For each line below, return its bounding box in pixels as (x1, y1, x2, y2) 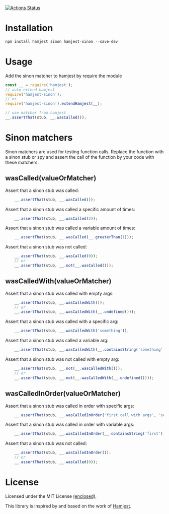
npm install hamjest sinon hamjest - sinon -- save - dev (5, 39, 118, 44)
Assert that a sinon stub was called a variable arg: (5, 338, 109, 344)
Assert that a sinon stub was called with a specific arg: (5, 318, 119, 325)
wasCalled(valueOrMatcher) (5, 174, 97, 182)
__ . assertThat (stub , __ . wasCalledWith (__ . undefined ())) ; (14, 309, 136, 314)
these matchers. (5, 159, 39, 165)
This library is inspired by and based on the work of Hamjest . (5, 503, 132, 509)
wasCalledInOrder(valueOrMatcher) (5, 390, 121, 398)
